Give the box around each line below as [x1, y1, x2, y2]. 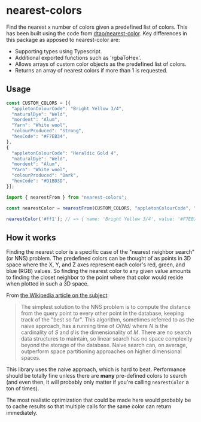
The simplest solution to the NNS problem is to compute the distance [20, 303, 191, 311]
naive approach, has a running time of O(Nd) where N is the [20, 323, 169, 330]
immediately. [6, 409, 38, 417]
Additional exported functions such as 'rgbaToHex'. [14, 54, 142, 61]
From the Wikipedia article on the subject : [6, 292, 109, 299]
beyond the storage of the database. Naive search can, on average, [20, 342, 188, 349]
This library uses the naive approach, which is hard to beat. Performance [6, 366, 186, 373]
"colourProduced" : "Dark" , [11, 172, 79, 178]
